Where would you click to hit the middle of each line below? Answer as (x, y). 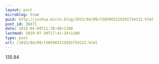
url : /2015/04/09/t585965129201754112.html (52, 43)
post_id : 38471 (21, 24)
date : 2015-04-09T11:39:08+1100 (39, 29)
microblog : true (22, 15)
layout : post (19, 10)
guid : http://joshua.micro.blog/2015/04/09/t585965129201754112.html (80, 19)
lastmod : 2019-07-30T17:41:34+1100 (43, 33)
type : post (17, 38)
